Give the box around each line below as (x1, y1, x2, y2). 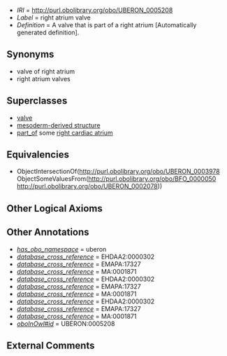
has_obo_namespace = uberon (16, 245, 107, 253)
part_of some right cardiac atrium (16, 128, 113, 137)
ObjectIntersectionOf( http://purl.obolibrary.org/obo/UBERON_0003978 (16, 167, 221, 176)
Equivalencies (6, 149, 69, 160)
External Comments (6, 340, 95, 352)
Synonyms (6, 48, 54, 60)
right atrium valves (16, 74, 71, 83)
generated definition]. (16, 28, 80, 36)
